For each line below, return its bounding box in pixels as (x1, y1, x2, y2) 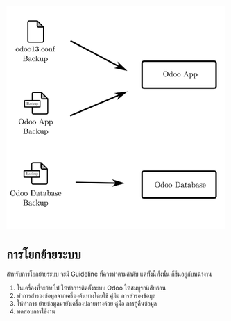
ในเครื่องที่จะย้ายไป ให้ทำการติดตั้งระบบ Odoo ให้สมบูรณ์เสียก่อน (16, 283, 166, 293)
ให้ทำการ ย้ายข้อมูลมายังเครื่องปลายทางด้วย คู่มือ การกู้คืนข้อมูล (16, 299, 157, 308)
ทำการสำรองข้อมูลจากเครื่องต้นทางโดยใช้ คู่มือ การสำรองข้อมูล (16, 292, 156, 300)
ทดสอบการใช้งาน (16, 307, 56, 315)
